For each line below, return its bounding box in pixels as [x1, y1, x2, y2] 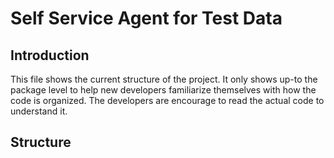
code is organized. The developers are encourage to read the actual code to [10, 95, 325, 106]
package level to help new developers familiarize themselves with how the [10, 84, 317, 96]
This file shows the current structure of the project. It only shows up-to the [10, 73, 318, 85]
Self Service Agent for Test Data [10, 7, 283, 30]
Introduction [10, 47, 90, 64]
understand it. [10, 105, 68, 117]
